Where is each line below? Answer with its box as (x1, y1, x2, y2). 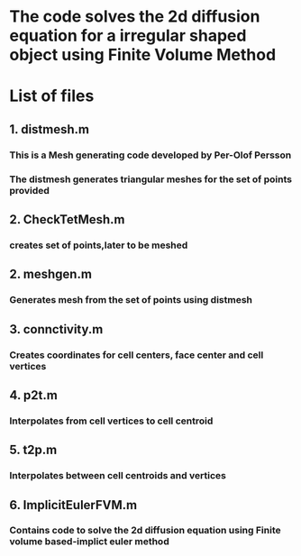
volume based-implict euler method (9, 535, 169, 548)
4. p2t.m (9, 387, 59, 403)
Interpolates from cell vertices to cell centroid (9, 415, 214, 427)
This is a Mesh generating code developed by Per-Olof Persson (9, 149, 292, 161)
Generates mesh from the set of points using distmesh (9, 294, 252, 306)
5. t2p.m (9, 442, 58, 458)
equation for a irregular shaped (9, 25, 247, 46)
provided (9, 184, 50, 196)
